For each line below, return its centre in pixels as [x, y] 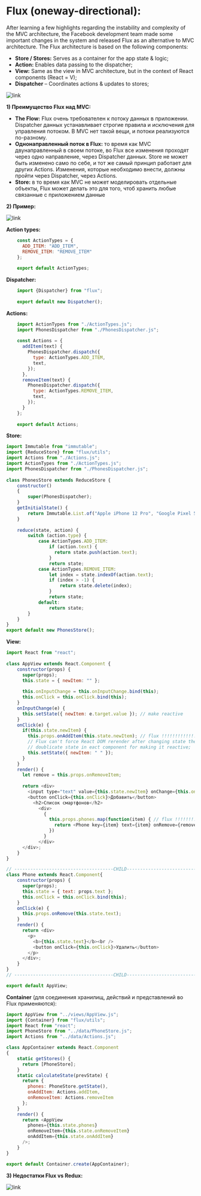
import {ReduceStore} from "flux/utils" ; [59, 452]
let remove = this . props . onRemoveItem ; [71, 775]
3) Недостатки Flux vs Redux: [45, 1175]
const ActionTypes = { [45, 241]
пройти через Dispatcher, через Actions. [66, 175]
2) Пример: [21, 206]
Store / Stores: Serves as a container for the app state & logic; [92, 58]
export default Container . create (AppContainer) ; [68, 1164]
